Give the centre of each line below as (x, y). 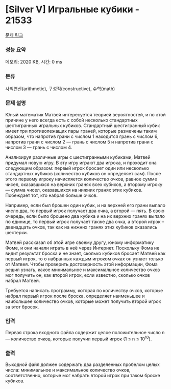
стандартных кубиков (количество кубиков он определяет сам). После (83, 173)
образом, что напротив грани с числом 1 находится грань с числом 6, (82, 136)
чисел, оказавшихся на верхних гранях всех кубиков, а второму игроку (84, 184)
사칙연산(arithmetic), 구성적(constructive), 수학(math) (60, 89)
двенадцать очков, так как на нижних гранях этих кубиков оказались (81, 227)
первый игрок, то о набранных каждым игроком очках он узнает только (84, 259)
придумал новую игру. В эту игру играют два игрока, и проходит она (81, 162)
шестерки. (17, 232)
